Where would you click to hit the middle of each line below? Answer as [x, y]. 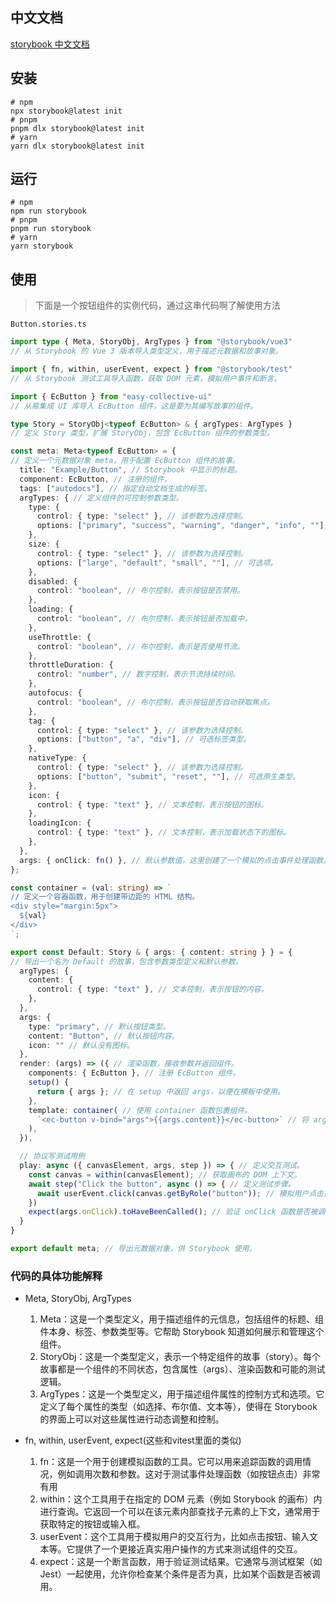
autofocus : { [55, 693]
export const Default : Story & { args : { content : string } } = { [151, 952]
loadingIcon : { [60, 823]
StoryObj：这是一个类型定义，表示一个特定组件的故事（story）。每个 [180, 1357]
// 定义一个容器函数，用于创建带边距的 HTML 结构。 [105, 897]
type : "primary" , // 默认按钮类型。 [99, 1026]
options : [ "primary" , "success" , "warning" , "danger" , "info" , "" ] [180, 526]
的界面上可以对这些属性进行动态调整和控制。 [132, 1419]
